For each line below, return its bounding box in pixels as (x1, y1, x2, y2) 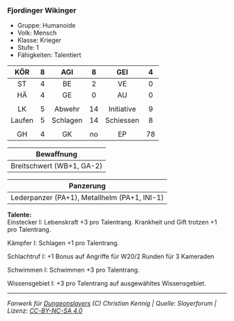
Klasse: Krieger (17, 36, 61, 44)
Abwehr (54, 104, 80, 114)
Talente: (7, 211, 32, 219)
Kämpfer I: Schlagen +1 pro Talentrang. (7, 239, 120, 247)
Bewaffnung (36, 149, 78, 159)
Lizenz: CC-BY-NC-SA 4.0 (7, 306, 83, 315)
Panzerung (68, 181, 106, 191)
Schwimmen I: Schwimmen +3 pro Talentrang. (7, 266, 140, 274)
